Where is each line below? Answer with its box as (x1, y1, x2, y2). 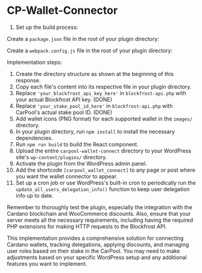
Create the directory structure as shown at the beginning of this (15, 70, 174, 77)
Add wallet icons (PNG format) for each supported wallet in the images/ (15, 115, 193, 122)
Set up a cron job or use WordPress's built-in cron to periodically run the (15, 179, 196, 186)
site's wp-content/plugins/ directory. (15, 153, 107, 160)
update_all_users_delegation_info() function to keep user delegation (15, 185, 190, 193)
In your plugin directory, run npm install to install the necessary (15, 128, 175, 135)
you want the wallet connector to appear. (15, 172, 118, 180)
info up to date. (15, 192, 54, 199)
